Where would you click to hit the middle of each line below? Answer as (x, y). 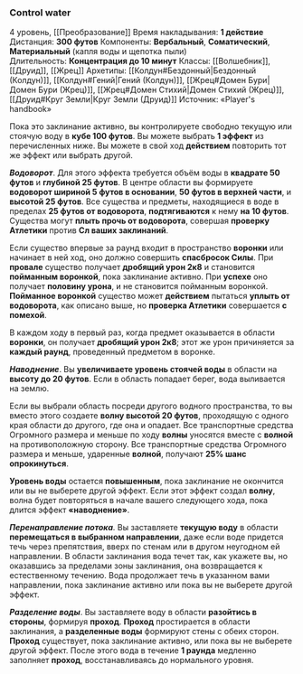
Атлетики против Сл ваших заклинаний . (89, 230)
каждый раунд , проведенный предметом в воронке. (112, 352)
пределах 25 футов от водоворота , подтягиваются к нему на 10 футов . (149, 211)
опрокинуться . (39, 463)
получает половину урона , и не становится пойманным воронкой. (139, 286)
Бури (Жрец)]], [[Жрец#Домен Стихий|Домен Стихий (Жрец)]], (161, 90)
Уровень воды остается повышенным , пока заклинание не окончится (147, 482)
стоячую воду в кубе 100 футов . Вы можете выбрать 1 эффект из (137, 136)
